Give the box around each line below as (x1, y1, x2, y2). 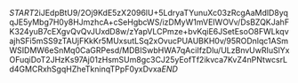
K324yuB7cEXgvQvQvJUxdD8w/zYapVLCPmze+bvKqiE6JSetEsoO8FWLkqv (9, 26, 289, 36)
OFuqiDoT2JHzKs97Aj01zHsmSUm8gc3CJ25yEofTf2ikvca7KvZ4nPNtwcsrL (9, 55, 288, 64)
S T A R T (9, 8, 35, 18)
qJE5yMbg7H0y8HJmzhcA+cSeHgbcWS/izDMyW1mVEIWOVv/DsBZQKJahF (9, 17, 290, 27)
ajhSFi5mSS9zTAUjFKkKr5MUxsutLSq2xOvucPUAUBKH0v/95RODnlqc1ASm (9, 35, 289, 46)
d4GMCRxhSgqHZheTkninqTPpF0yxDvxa (9, 64, 162, 74)
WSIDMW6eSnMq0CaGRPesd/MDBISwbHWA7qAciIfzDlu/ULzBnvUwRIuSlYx (9, 45, 291, 56)
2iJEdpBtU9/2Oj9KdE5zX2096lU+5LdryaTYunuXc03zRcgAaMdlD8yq (34, 8, 289, 18)
